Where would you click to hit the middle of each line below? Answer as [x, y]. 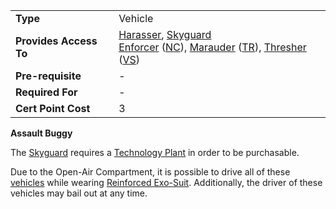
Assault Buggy [41, 133]
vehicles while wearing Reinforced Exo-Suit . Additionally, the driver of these [166, 182]
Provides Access [56, 41]
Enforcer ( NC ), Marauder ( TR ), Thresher [212, 47]
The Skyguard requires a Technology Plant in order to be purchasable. [155, 152]
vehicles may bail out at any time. [79, 193]
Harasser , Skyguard [165, 34]
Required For [46, 92]
